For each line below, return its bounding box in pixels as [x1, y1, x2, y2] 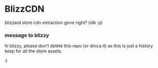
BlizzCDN [4, 3, 45, 15]
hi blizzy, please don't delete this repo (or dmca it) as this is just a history [4, 43, 154, 49]
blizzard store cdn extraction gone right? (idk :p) [4, 20, 103, 25]
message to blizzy [4, 32, 49, 39]
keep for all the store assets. [4, 48, 63, 54]
